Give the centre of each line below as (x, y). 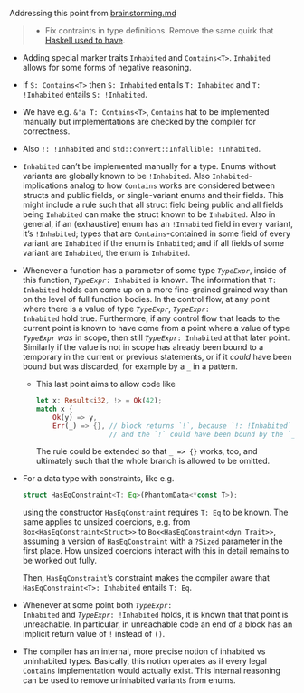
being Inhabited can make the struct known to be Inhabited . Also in (149, 214)
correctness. (46, 131)
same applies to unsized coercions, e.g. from (106, 522)
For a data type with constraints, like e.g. (98, 479)
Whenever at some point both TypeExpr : (97, 605)
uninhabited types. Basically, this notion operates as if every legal (144, 661)
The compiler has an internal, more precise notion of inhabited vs (144, 651)
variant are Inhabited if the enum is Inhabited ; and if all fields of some (153, 243)
